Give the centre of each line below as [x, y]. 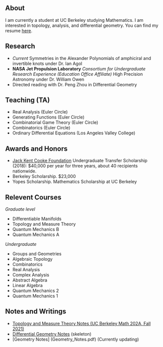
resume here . [19, 30]
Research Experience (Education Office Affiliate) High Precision [78, 74]
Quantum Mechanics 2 [36, 291]
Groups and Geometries [37, 254]
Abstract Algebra [30, 280]
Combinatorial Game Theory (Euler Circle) [55, 122]
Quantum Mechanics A [36, 234]
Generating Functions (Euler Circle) [48, 117]
